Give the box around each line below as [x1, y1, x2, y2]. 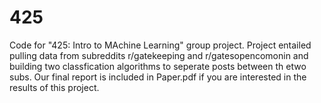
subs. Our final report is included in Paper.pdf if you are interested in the [9, 71, 307, 83]
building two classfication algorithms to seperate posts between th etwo [9, 60, 307, 72]
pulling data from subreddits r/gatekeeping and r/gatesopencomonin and [9, 49, 309, 61]
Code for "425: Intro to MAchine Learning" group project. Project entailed [9, 39, 312, 51]
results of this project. [9, 81, 100, 93]
